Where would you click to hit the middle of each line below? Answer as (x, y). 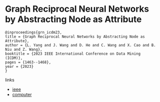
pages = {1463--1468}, (28, 62)
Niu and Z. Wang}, (24, 49)
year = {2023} (20, 66)
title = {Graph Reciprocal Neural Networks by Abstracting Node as (75, 37)
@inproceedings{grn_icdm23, (34, 32)
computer (22, 94)
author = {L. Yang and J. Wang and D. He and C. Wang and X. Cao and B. (80, 45)
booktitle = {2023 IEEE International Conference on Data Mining (73, 54)
